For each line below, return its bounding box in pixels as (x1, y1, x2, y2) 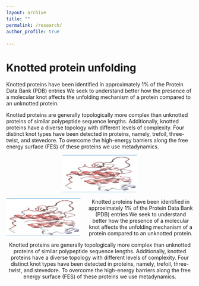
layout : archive (6, 10, 46, 15)
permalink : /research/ (6, 22, 62, 28)
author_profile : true (6, 29, 60, 35)
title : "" (6, 15, 31, 22)
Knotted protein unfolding (6, 61, 137, 74)
